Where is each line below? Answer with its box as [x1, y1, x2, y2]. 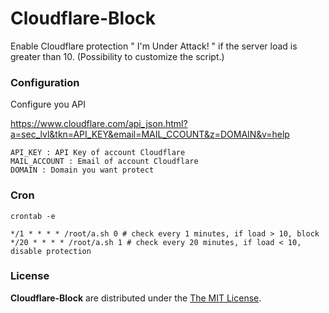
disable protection [10, 246, 92, 256]
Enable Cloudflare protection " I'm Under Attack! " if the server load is [10, 40, 298, 52]
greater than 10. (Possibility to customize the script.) [10, 50, 225, 62]
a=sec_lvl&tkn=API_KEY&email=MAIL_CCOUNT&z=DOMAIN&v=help [10, 128, 290, 141]
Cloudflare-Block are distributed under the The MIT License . [10, 292, 262, 304]
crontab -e [10, 211, 56, 221]
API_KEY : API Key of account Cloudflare [10, 148, 186, 158]
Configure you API [10, 98, 87, 111]
